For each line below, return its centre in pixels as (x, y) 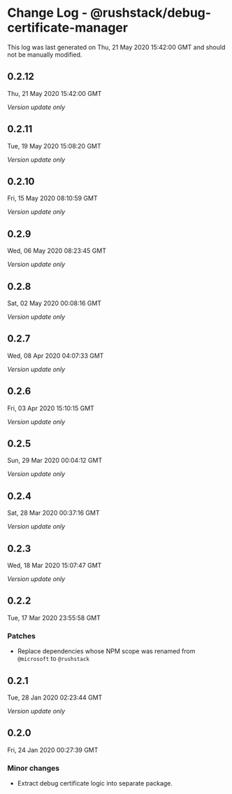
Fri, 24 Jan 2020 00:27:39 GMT (53, 750)
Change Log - (48, 13)
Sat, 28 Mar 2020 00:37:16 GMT (53, 513)
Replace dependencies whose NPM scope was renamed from (106, 651)
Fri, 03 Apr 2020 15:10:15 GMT (51, 408)
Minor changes (34, 768)
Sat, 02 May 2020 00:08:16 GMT (55, 303)
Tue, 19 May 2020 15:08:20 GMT (54, 146)
